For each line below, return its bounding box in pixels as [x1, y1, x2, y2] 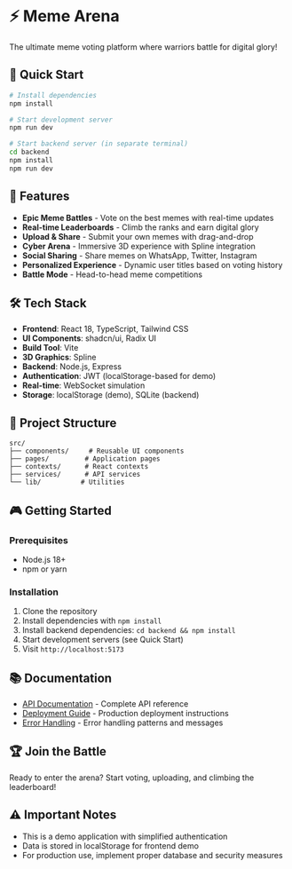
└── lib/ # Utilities [9, 478, 125, 487]
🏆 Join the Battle [9, 744, 107, 759]
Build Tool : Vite [21, 343, 79, 353]
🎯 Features [9, 189, 70, 204]
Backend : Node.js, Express [21, 361, 122, 372]
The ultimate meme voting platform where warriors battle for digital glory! [9, 41, 278, 52]
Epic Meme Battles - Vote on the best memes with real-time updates [21, 212, 274, 223]
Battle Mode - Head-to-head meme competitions [21, 269, 202, 280]
